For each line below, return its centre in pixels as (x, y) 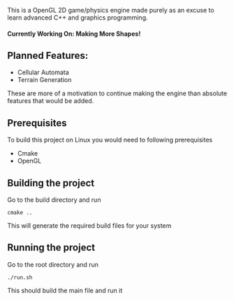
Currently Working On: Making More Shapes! (74, 34)
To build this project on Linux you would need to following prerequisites (110, 140)
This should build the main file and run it (65, 290)
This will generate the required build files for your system (89, 226)
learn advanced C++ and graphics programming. (78, 18)
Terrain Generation (44, 80)
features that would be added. (51, 101)
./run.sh (20, 277)
